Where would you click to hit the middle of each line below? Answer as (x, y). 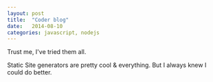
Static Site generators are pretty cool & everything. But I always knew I (107, 65)
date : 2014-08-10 (35, 26)
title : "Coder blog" (38, 20)
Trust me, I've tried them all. (47, 52)
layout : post (26, 13)
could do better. (30, 72)
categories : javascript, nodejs (53, 32)
